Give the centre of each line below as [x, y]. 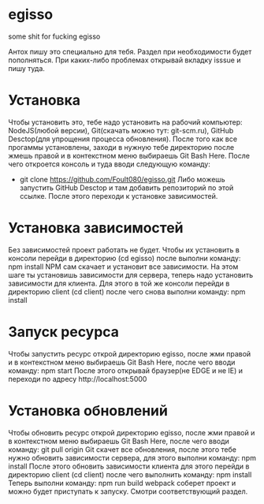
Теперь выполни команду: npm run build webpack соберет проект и [122, 483]
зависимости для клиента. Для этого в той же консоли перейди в [119, 283]
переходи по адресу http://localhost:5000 [78, 379]
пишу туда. [27, 68]
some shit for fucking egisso [54, 36]
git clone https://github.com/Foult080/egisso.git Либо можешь [122, 179]
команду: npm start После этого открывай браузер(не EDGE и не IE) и [125, 370]
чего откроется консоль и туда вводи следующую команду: [109, 164]
